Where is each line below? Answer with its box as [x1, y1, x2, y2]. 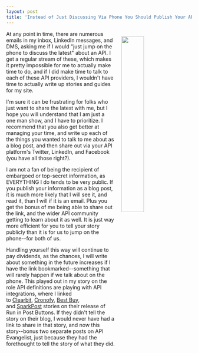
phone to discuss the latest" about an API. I [6, 49, 111, 56]
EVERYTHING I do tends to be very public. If [6, 178, 114, 186]
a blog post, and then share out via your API [6, 142, 113, 149]
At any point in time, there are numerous [6, 30, 104, 37]
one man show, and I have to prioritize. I [6, 117, 103, 124]
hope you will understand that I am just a [6, 110, 105, 118]
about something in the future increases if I [6, 259, 111, 266]
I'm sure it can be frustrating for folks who [6, 98, 108, 105]
